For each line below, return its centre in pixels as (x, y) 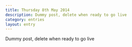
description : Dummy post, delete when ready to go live (66, 15)
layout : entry (20, 24)
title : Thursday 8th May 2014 (38, 10)
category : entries (25, 19)
